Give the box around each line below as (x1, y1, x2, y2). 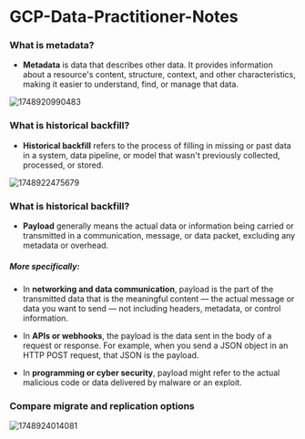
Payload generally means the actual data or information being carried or (22, 220, 294, 231)
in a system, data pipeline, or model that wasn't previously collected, (22, 149, 280, 160)
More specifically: (9, 260, 80, 271)
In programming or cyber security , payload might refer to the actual (22, 367, 280, 379)
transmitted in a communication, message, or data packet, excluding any (22, 230, 296, 241)
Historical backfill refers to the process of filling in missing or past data (22, 139, 291, 151)
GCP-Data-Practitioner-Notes (9, 6, 239, 27)
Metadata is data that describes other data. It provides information (22, 59, 273, 70)
